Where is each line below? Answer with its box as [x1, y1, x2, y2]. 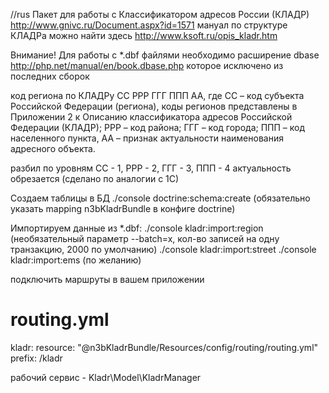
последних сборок [10, 70, 90, 82]
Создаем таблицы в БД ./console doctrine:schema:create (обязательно [10, 192, 311, 204]
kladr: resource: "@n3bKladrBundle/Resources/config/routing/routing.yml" [10, 341, 319, 353]
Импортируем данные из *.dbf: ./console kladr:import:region [10, 222, 264, 234]
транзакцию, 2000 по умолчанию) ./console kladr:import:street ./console [10, 244, 317, 255]
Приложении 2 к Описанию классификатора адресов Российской [10, 111, 293, 123]
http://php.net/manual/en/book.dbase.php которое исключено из [10, 60, 284, 71]
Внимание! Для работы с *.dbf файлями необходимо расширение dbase [10, 49, 320, 61]
